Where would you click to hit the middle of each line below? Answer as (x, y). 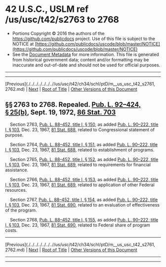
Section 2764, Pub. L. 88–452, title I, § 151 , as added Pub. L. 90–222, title (84, 144)
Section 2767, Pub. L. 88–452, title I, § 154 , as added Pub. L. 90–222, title (84, 200)
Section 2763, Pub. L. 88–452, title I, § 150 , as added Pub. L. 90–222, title (84, 124)
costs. (11, 230)
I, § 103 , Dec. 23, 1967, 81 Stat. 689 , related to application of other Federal (80, 185)
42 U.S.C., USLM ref (47, 9)
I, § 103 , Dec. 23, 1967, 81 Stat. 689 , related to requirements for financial (78, 164)
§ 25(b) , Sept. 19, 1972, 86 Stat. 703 (61, 112)
